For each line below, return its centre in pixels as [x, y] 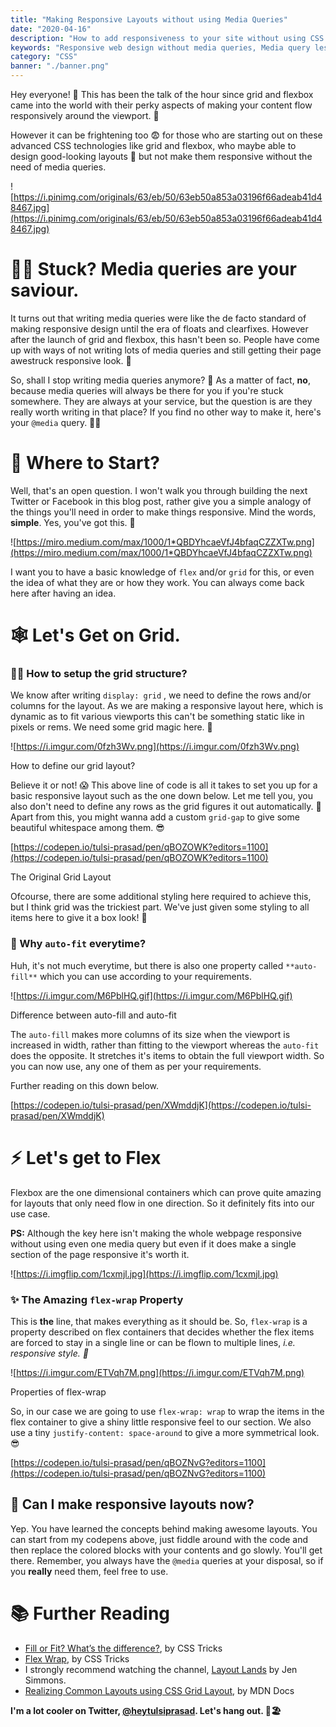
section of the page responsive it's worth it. [100, 1254]
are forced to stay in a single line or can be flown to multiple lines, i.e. [153, 1342]
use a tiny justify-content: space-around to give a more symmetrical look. [165, 1432]
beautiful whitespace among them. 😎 [87, 828]
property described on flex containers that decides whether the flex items [162, 1332]
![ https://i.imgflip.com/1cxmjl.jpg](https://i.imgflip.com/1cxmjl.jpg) [144, 1273]
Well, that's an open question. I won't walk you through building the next [159, 490]
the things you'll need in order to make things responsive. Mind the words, [163, 512]
